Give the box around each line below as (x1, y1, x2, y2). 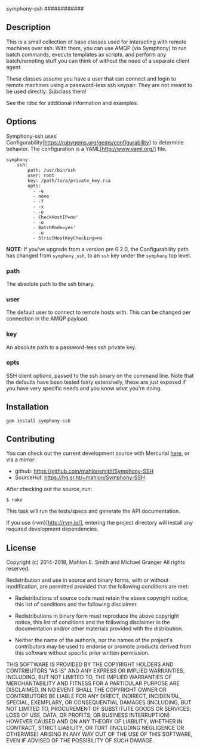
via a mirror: (6, 456, 36, 463)
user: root (27, 172, 55, 178)
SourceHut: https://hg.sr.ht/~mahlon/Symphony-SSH (14, 474, 145, 481)
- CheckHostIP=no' (32, 214, 79, 220)
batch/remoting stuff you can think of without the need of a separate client (6, 57, 190, 64)
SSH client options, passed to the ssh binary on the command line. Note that (6, 372, 194, 379)
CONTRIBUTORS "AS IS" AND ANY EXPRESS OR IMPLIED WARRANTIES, (6, 667, 185, 674)
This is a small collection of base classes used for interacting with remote (6, 38, 187, 45)
